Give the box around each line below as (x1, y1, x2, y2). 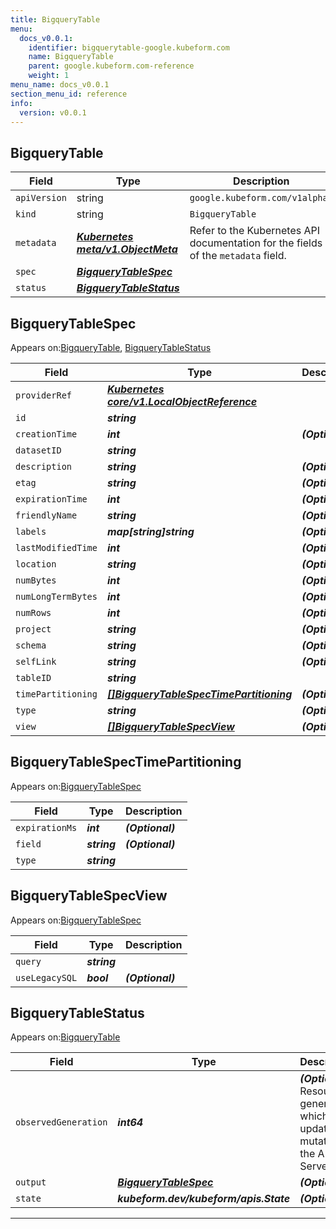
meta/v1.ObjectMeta (76, 242, 178, 256)
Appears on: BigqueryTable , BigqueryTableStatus (10, 342, 212, 353)
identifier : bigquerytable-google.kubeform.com (28, 42, 230, 53)
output (15, 1177, 47, 1188)
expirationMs (15, 822, 78, 833)
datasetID (15, 445, 62, 456)
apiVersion (15, 192, 67, 204)
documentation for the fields (189, 236, 323, 250)
